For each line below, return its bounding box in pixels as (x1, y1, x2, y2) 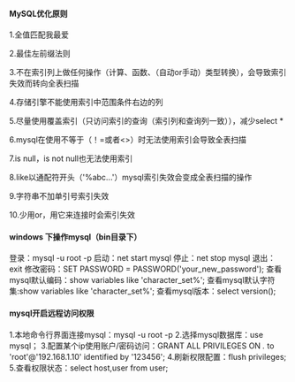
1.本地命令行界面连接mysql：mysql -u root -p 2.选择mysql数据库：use (9, 329, 263, 340)
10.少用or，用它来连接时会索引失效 (9, 210, 135, 220)
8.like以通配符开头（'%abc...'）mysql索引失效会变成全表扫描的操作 (9, 172, 253, 183)
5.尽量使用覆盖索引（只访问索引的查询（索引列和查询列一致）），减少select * (9, 116, 284, 126)
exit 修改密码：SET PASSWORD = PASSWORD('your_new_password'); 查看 (9, 264, 283, 274)
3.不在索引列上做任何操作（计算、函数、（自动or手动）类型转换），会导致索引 (9, 67, 287, 78)
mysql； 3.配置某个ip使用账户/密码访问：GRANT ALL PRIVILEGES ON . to (9, 340, 275, 351)
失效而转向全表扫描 (9, 78, 79, 88)
